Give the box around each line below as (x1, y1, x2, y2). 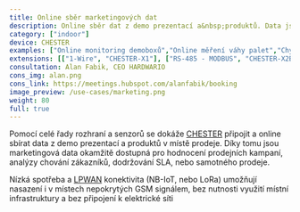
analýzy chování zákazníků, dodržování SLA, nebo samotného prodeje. (9, 157, 271, 167)
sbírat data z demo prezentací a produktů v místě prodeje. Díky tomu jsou (9, 138, 279, 149)
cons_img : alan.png (9, 71, 82, 80)
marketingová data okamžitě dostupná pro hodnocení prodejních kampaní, (9, 148, 283, 159)
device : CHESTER (9, 37, 70, 47)
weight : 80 (9, 95, 50, 105)
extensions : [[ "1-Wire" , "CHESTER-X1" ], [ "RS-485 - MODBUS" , (9, 54, 242, 63)
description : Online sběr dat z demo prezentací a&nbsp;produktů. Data (9, 21, 281, 30)
